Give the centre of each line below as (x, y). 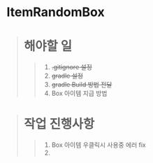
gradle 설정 (67, 76)
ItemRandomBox (56, 12)
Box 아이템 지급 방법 (79, 93)
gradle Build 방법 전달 (82, 85)
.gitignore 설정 (72, 67)
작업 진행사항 (59, 124)
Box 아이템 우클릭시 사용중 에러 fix (99, 145)
